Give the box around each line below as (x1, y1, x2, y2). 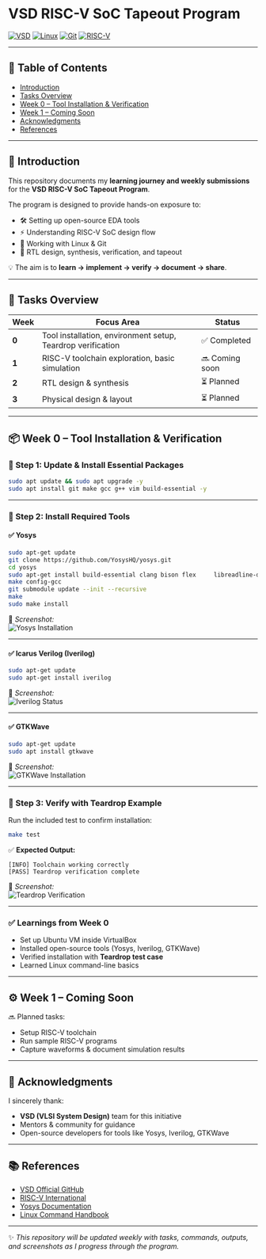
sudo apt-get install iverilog (8, 674, 112, 682)
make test (8, 831, 41, 839)
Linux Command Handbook (19, 1209, 109, 1219)
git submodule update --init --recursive (8, 585, 147, 594)
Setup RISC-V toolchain (19, 1028, 97, 1037)
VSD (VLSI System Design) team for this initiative (19, 1111, 182, 1120)
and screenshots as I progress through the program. (8, 1241, 180, 1251)
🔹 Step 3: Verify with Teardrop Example (8, 797, 162, 808)
